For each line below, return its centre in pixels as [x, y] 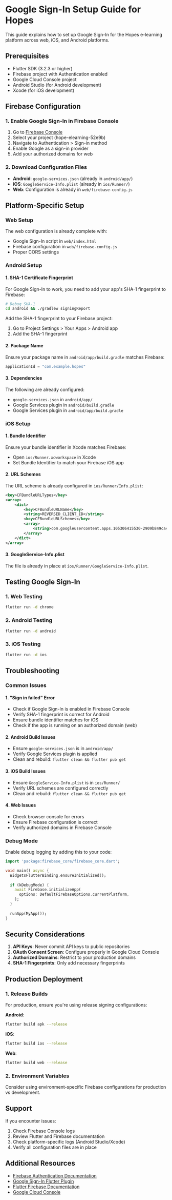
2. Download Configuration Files [46, 167]
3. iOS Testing [23, 644]
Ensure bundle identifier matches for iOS [56, 720]
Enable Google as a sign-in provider [50, 149]
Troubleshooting [33, 671]
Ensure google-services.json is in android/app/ [63, 749]
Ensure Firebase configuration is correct [55, 822]
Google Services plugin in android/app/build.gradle [68, 410]
